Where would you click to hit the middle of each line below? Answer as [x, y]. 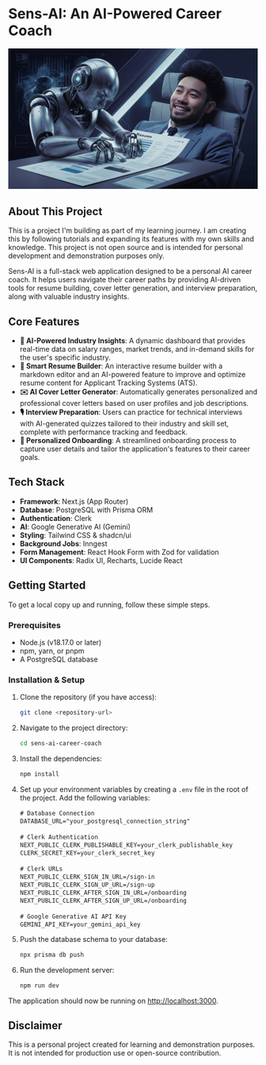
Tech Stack [36, 482]
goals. [30, 457]
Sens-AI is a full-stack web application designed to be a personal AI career [130, 272]
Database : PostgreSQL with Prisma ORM [86, 510]
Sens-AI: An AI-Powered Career [115, 14]
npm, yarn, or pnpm [52, 650]
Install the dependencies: [61, 758]
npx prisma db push [52, 955]
